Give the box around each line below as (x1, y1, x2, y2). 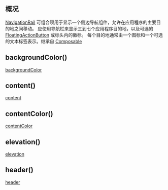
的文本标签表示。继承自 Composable (5, 38, 82, 44)
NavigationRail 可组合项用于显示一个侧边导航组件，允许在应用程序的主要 (5, 19, 157, 25)
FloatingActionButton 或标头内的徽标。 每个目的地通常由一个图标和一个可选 (5, 32, 163, 38)
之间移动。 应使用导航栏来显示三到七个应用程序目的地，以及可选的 (14, 25, 153, 31)
